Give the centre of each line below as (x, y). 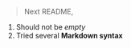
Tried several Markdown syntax (69, 36)
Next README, (49, 12)
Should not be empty (51, 27)
